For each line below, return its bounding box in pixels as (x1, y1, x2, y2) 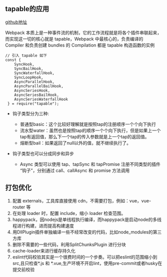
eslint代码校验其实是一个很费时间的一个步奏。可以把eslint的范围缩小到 (12, 254, 157, 260)
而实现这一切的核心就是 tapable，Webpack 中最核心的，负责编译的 (5, 35, 143, 41)
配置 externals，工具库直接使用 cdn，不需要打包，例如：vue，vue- (12, 197, 151, 203)
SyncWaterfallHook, (14, 70, 55, 75)
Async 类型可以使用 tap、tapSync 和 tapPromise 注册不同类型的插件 (19, 161, 161, 167)
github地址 (5, 19, 27, 25)
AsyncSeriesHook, (14, 88, 50, 93)
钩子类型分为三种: (12, 110, 49, 116)
